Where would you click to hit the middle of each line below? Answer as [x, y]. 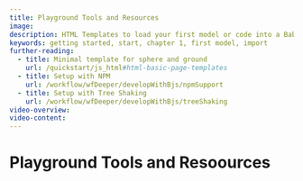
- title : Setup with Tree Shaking [82, 93]
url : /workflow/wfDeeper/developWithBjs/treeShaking [127, 101]
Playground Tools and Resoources [140, 163]
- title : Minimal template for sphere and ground [112, 59]
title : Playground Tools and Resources [84, 18]
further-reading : [42, 51]
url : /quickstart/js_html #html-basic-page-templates [127, 68]
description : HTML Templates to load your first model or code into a [145, 34]
